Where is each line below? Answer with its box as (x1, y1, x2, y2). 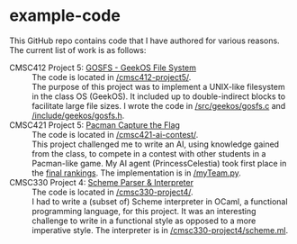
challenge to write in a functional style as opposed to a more (31, 215, 256, 226)
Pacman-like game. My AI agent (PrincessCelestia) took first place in (31, 158, 287, 168)
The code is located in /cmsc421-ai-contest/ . (31, 129, 199, 140)
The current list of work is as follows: (9, 44, 147, 55)
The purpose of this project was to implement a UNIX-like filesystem (31, 81, 285, 92)
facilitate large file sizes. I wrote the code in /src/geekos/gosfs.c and (31, 100, 286, 111)
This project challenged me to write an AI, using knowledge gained (31, 139, 280, 149)
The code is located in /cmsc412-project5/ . (31, 71, 192, 82)
